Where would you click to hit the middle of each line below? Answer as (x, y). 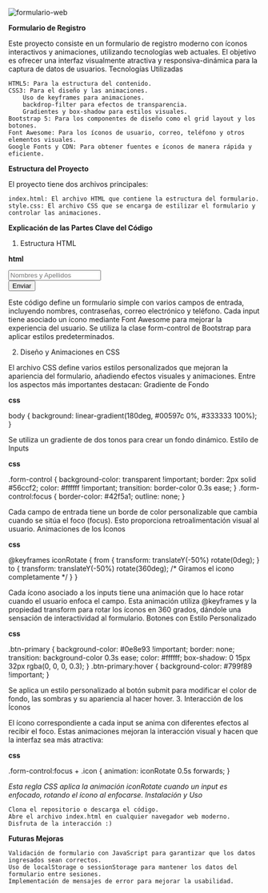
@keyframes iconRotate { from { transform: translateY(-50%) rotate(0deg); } (134, 560)
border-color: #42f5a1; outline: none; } (122, 496)
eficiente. (26, 154)
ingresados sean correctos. (55, 860)
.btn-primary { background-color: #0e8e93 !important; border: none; (122, 649)
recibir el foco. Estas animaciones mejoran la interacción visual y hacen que (133, 731)
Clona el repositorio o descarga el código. (84, 810)
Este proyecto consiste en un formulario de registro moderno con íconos (128, 43)
